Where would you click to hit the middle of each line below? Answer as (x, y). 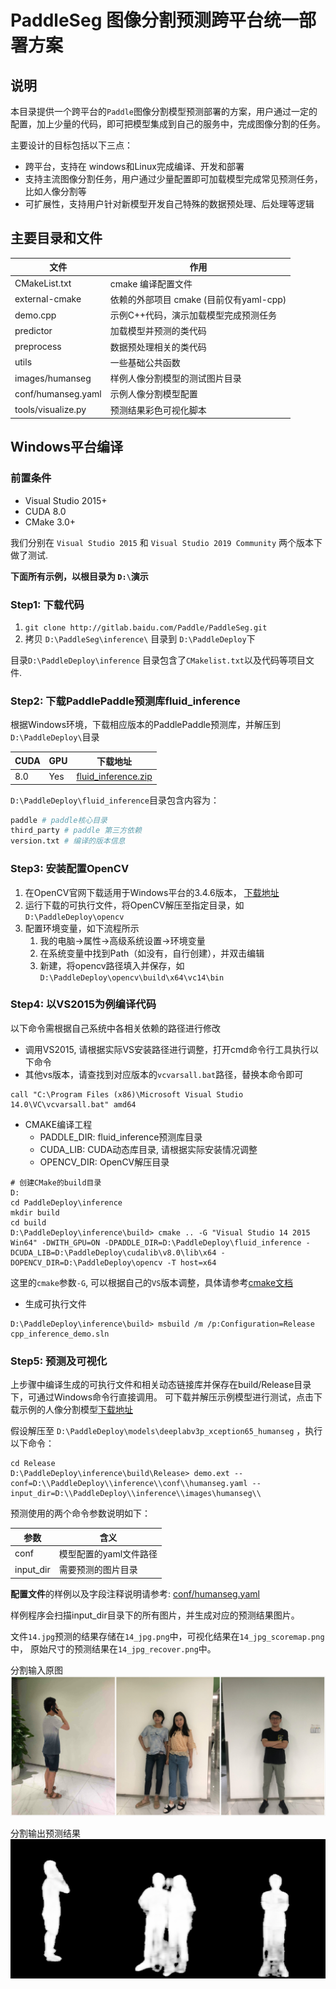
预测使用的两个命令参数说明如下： (80, 1513)
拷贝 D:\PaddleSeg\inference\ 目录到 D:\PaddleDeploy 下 (140, 639)
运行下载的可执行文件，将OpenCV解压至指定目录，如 (134, 905)
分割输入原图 (36, 1670)
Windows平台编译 (66, 447)
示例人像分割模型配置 (153, 394)
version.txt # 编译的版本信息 (68, 841)
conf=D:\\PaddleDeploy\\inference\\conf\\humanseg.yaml (129, 1484)
